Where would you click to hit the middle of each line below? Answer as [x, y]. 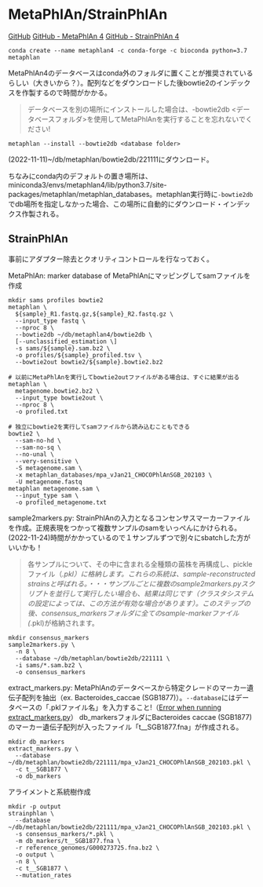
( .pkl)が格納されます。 [63, 622]
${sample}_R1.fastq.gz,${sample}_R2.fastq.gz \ [95, 314]
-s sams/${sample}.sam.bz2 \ [63, 348]
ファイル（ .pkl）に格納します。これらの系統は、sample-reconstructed [141, 574]
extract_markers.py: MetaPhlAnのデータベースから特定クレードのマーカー [128, 688]
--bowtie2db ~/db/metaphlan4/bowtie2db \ [84, 334]
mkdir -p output [35, 806]
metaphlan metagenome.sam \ [54, 488]
